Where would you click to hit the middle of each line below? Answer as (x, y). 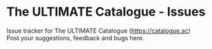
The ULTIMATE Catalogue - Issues (106, 12)
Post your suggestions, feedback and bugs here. (75, 37)
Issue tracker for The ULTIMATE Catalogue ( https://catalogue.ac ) (98, 31)
